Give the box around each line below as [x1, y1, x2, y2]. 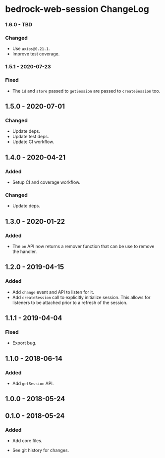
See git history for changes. [12, 447, 69, 454]
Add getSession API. [12, 380, 54, 387]
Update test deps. [12, 134, 50, 140]
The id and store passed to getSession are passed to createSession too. [12, 88, 161, 94]
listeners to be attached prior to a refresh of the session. [12, 300, 128, 305]
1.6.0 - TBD [5, 21, 33, 28]
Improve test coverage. [12, 51, 60, 57]
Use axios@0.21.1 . [12, 46, 50, 51]
